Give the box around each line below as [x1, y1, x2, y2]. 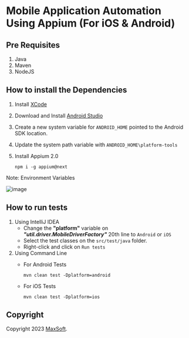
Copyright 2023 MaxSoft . [6, 325, 67, 333]
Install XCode [14, 101, 47, 108]
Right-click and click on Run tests [23, 243, 106, 250]
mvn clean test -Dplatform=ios [23, 294, 100, 300]
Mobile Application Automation [6, 4, 161, 18]
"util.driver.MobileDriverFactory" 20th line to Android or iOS [23, 230, 172, 237]
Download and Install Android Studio [14, 112, 103, 119]
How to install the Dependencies [6, 85, 127, 95]
